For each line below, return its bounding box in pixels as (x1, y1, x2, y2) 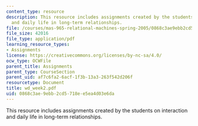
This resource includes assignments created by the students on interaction (6, 107, 188, 114)
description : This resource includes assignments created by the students (6, 14, 194, 20)
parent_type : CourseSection (6, 69, 75, 75)
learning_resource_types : (6, 42, 70, 48)
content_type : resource (6, 8, 65, 15)
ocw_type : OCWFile (6, 58, 51, 64)
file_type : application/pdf (6, 36, 75, 42)
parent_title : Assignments (6, 63, 72, 69)
